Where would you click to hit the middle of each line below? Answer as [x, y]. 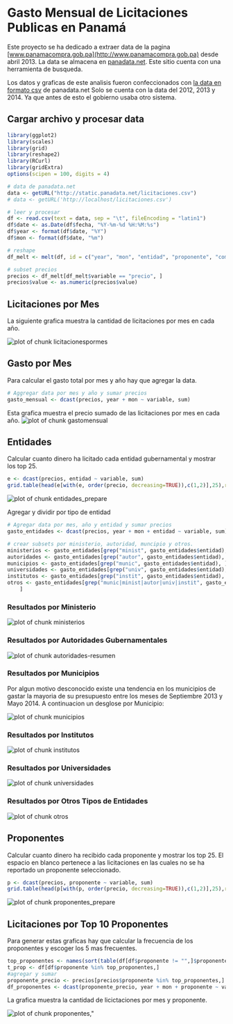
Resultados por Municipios [53, 673]
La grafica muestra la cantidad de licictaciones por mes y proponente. [107, 1000]
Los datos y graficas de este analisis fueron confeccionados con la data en [114, 82]
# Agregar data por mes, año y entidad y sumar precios [89, 525]
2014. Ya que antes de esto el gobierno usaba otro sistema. [92, 97]
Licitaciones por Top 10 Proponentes [88, 924]
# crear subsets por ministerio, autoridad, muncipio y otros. [101, 544]
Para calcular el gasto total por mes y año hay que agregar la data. [102, 380]
